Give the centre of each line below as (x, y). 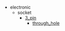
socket (24, 12)
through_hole (46, 23)
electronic (20, 7)
